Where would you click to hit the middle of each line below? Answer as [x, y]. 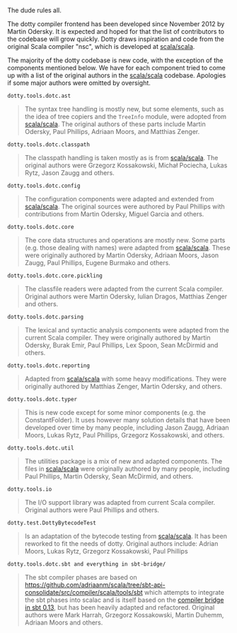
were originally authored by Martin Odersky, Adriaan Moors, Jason [122, 255]
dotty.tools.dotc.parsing [45, 317]
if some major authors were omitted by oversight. [79, 83]
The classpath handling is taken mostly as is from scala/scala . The [121, 158]
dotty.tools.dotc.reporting [49, 366]
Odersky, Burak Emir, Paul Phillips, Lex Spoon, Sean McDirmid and [121, 345]
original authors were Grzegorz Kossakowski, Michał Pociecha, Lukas [126, 165]
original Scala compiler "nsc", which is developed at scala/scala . [101, 46]
